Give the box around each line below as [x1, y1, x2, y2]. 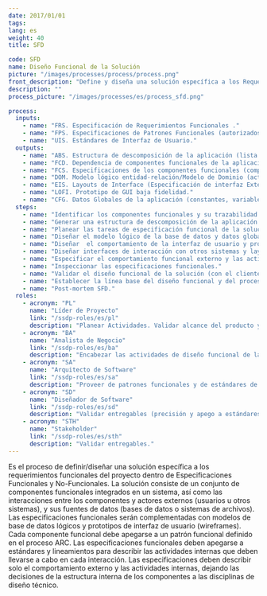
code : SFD [8, 56, 41, 64]
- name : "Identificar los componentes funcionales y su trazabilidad [22, 210, 258, 219]
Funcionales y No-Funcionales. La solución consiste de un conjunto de [8, 478, 240, 488]
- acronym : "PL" [22, 299, 77, 307]
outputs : [15, 144, 44, 152]
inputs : [15, 115, 41, 123]
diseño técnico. [8, 580, 59, 590]
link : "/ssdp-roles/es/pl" [29, 314, 119, 322]
